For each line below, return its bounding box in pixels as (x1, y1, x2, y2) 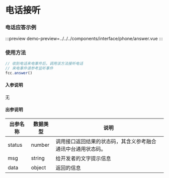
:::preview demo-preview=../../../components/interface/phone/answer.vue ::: (5, 36, 163, 42)
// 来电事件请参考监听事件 (5, 66, 54, 71)
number (31, 141, 50, 148)
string (31, 154, 45, 161)
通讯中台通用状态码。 (55, 145, 107, 152)
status (8, 141, 23, 148)
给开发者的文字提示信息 (55, 155, 112, 162)
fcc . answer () (5, 70, 33, 76)
